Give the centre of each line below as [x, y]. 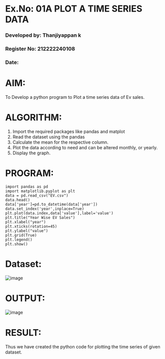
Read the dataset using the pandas [49, 137]
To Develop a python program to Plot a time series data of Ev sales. [75, 97]
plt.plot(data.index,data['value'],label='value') [59, 213]
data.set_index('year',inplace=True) [45, 209]
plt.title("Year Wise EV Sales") [40, 217]
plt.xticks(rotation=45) [31, 226]
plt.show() [17, 244]
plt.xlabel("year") [26, 222]
